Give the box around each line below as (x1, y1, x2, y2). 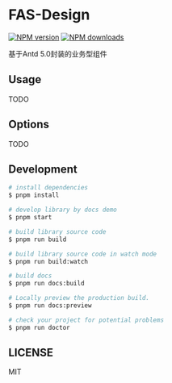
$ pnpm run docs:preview (8, 302, 92, 310)
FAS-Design (8, 6, 90, 24)
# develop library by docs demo (8, 206, 117, 214)
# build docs (8, 272, 52, 280)
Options (8, 118, 50, 131)
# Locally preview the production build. (8, 294, 150, 302)
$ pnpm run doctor (8, 323, 70, 331)
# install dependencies (8, 184, 89, 192)
